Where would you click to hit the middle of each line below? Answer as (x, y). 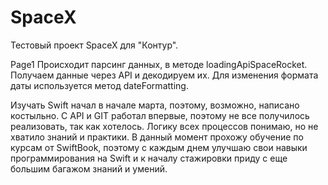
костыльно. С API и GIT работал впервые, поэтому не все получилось (160, 115)
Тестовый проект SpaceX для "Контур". (94, 45)
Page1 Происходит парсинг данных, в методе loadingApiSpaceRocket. (159, 64)
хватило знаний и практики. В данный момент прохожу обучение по (157, 137)
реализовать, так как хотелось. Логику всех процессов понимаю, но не (164, 126)
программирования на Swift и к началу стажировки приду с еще (149, 158)
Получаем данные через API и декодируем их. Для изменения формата (164, 75)
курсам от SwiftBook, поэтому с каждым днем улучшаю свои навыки (159, 147)
